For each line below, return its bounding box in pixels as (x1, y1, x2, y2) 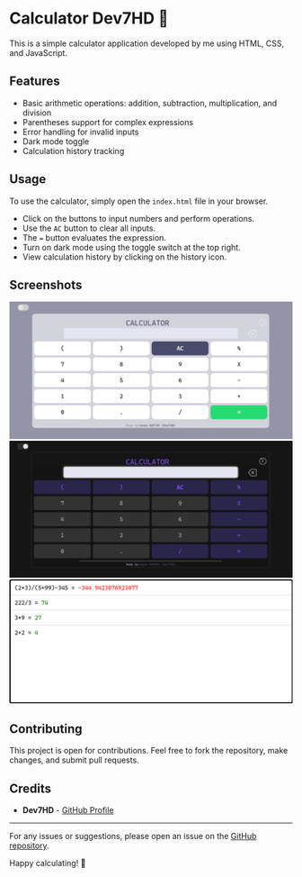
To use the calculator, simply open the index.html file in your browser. (9, 196, 269, 206)
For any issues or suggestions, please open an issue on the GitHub (9, 831, 257, 841)
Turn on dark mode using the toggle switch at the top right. (22, 242, 241, 252)
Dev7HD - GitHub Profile (22, 805, 114, 815)
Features (9, 74, 60, 89)
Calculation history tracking (22, 145, 125, 156)
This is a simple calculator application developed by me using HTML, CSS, (9, 38, 285, 49)
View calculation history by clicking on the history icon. (22, 251, 227, 262)
